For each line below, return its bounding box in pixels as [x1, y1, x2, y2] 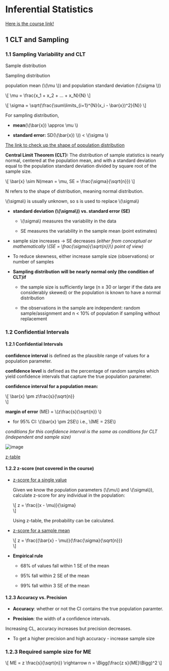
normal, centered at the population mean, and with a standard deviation [5, 157, 156, 164]
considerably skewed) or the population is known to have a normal [20, 289, 161, 295]
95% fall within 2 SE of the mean [20, 573, 90, 579]
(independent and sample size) [5, 434, 71, 440]
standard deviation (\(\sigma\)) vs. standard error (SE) [12, 208, 131, 214]
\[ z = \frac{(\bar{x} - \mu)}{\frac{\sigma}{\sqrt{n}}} [12, 537, 123, 543]
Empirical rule [12, 553, 44, 559]
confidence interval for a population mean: [5, 383, 98, 389]
